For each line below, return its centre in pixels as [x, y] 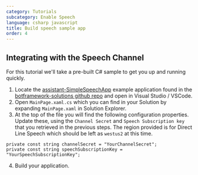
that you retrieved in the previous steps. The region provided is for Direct [103, 127]
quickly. [16, 78]
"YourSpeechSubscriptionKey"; [43, 154]
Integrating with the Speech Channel [75, 58]
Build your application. [42, 166]
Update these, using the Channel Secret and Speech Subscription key [100, 121]
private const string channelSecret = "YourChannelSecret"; [82, 144]
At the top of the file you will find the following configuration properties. [102, 114]
